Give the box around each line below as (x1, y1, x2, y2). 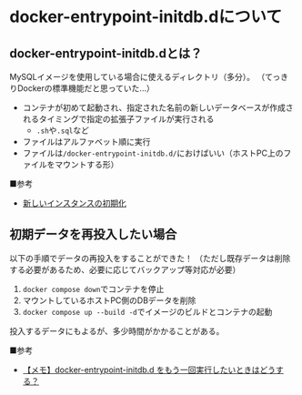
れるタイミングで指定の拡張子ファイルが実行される (22, 114, 215, 124)
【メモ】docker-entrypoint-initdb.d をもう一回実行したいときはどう (22, 364, 276, 375)
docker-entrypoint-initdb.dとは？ (9, 46, 203, 61)
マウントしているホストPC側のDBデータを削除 (22, 295, 196, 306)
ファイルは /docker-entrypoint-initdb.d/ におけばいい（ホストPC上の (22, 147, 284, 158)
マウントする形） (54, 159, 119, 169)
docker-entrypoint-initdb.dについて (9, 6, 282, 27)
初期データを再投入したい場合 (9, 227, 177, 242)
